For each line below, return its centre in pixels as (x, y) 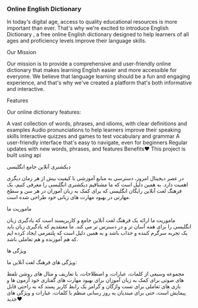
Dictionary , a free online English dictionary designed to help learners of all (98, 34)
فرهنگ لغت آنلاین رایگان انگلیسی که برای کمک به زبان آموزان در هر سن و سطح (95, 191)
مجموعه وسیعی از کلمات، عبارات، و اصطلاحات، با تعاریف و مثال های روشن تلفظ (95, 274)
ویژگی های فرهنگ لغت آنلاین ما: (42, 262)
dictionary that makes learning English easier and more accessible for (92, 70)
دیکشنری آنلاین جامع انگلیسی (39, 167)
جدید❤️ (15, 299)
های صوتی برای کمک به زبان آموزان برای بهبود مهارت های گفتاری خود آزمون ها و (95, 280)
